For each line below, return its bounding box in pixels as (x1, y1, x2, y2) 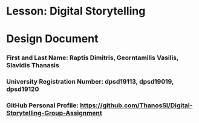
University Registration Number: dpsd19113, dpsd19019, (6, 78, 174, 86)
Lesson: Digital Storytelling (6, 4, 146, 18)
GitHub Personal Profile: (6, 101, 79, 110)
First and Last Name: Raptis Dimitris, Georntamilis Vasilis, (6, 53, 179, 62)
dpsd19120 (6, 85, 39, 93)
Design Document (6, 32, 99, 46)
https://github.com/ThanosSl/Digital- (79, 101, 193, 110)
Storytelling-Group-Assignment (6, 109, 103, 118)
